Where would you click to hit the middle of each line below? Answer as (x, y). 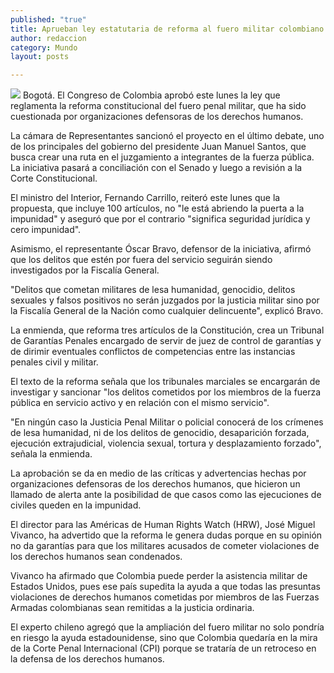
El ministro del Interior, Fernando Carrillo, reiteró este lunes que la (145, 198)
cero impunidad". (46, 230)
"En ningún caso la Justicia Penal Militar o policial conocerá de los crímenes (167, 422)
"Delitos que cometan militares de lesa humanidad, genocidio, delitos (153, 290)
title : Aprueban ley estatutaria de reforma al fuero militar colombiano (167, 29)
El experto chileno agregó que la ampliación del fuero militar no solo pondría (167, 627)
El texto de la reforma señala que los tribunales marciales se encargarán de (165, 382)
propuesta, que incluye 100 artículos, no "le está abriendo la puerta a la (157, 208)
